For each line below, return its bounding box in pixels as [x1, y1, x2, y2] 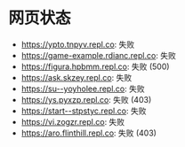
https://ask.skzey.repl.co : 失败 [20, 72, 133, 82]
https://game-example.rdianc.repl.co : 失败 [20, 50, 177, 60]
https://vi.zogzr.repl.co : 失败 [20, 116, 125, 127]
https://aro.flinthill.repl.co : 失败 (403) [20, 128, 157, 138]
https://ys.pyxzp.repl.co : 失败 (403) [20, 94, 152, 104]
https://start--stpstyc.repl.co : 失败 [20, 105, 147, 116]
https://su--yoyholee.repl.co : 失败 [20, 83, 145, 94]
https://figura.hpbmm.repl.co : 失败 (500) [20, 61, 170, 72]
